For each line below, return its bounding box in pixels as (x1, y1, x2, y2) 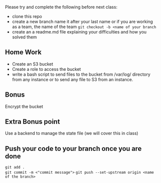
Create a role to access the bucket (12, 66, 81, 72)
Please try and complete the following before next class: (5, 4, 118, 10)
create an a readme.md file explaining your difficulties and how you (12, 29, 147, 34)
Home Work (5, 48, 42, 56)
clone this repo (12, 14, 42, 19)
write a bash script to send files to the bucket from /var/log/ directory (12, 71, 151, 77)
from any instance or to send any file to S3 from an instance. (12, 76, 133, 82)
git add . (5, 165, 25, 170)
